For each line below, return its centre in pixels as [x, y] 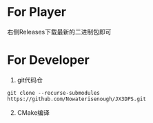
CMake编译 [33, 112]
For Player [37, 12]
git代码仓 [30, 80]
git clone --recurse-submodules [53, 93]
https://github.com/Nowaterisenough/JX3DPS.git [77, 99]
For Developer [48, 60]
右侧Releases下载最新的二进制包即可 [59, 32]
